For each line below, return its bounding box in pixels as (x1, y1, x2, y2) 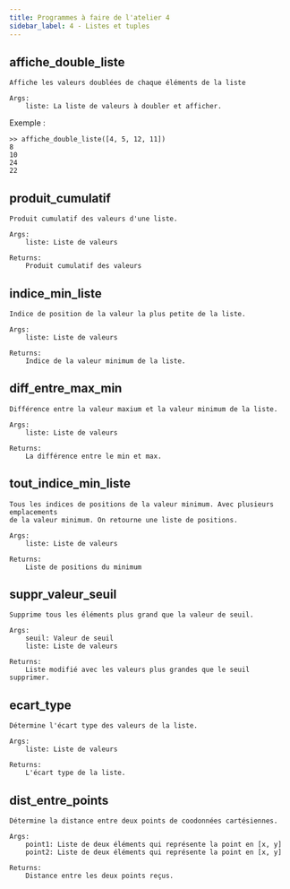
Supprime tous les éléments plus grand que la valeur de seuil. (9, 610, 254, 619)
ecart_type (9, 697, 72, 712)
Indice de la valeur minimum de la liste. (25, 356, 186, 366)
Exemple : (9, 117, 47, 128)
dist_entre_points (9, 792, 109, 807)
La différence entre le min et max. (25, 452, 163, 461)
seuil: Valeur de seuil (25, 634, 115, 643)
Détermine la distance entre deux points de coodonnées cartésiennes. (9, 816, 278, 825)
